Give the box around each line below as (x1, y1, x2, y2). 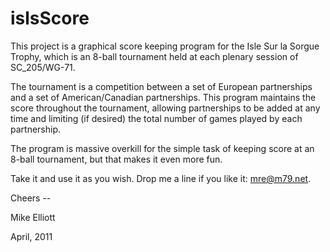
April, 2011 (10, 230, 53, 242)
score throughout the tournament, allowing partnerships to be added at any (10, 102, 321, 114)
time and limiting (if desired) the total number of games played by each (10, 112, 303, 124)
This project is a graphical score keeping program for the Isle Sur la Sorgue (10, 40, 320, 52)
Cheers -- (10, 192, 52, 204)
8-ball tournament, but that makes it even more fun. (10, 153, 223, 165)
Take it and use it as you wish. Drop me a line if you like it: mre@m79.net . (10, 172, 312, 184)
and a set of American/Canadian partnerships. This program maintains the (10, 91, 317, 103)
